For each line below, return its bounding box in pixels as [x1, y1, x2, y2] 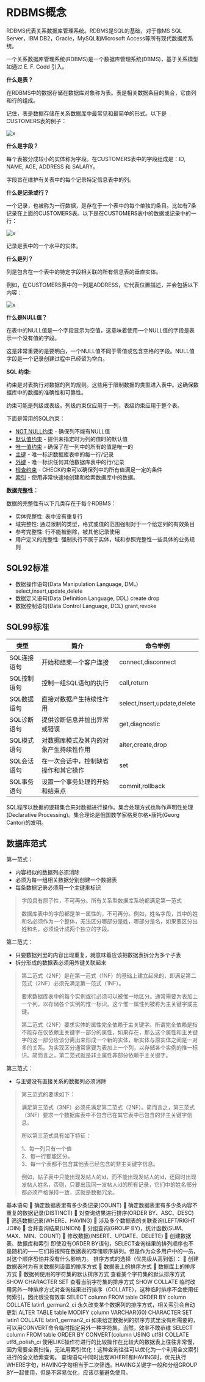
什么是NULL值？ [6, 314, 48, 321]
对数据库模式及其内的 [41, 736, 103, 745]
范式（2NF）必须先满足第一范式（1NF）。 [21, 980, 124, 987]
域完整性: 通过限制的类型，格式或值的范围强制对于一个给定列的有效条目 [15, 520, 195, 527]
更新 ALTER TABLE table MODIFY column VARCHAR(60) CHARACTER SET [6, 1309, 193, 1316]
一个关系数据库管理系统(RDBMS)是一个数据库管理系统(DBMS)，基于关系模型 [6, 55, 199, 62]
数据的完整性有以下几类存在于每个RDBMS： [6, 500, 117, 507]
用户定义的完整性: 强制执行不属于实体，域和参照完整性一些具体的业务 [15, 535, 190, 543]
